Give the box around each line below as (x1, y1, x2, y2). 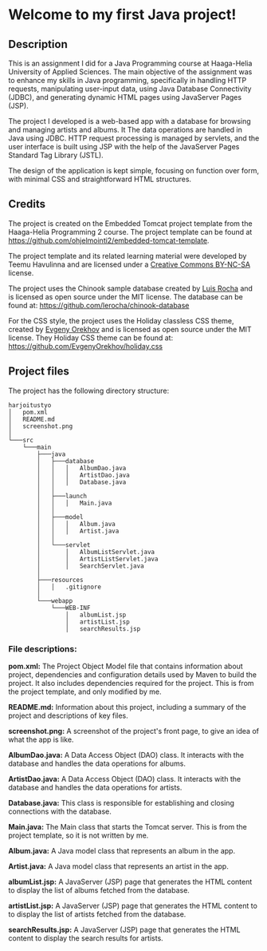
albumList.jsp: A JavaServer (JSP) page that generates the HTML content (8, 877, 253, 886)
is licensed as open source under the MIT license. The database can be (8, 291, 243, 301)
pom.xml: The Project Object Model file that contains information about (8, 661, 243, 671)
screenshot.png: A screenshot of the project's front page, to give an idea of (8, 726, 259, 735)
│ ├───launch (37, 492, 88, 500)
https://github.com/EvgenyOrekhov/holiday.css (8, 341, 163, 351)
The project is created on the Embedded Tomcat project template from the (8, 218, 253, 228)
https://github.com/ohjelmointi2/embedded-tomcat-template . (8, 236, 210, 245)
